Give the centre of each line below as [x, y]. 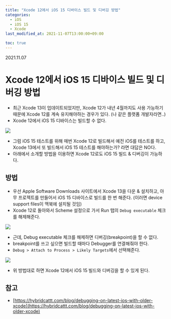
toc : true [16, 43]
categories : [18, 15]
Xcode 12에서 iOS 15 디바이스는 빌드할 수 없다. [59, 120]
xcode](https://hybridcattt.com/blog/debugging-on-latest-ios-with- [83, 306]
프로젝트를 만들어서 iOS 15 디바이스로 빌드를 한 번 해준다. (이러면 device [90, 197]
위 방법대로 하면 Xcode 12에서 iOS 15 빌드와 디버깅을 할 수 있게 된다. [81, 270]
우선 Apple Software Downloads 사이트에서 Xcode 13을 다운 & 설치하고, [86, 191]
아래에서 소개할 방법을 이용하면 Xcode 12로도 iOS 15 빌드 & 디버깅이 [81, 153]
